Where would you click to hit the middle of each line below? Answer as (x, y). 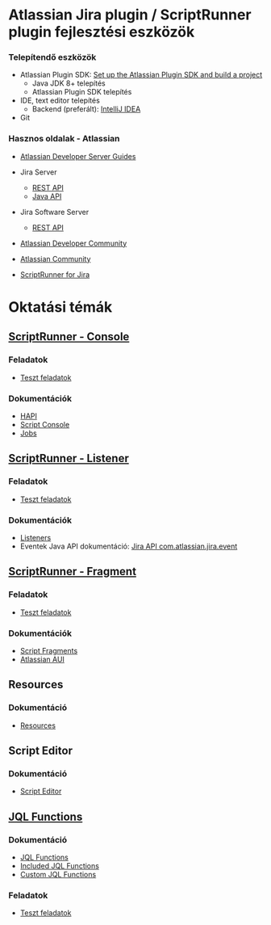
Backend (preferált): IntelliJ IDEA (86, 109)
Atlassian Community (55, 259)
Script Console (45, 424)
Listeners (35, 537)
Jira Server (38, 172)
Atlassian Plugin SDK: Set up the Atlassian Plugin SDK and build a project (141, 75)
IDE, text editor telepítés (60, 101)
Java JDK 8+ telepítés (69, 83)
